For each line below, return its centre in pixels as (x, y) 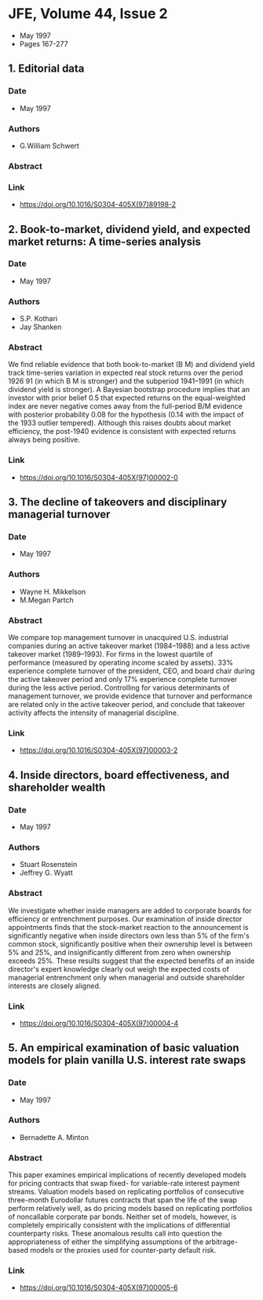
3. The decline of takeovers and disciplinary (118, 502)
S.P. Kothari (38, 319)
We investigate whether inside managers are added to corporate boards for (130, 910)
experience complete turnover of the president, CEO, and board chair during (131, 671)
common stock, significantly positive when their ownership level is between (130, 944)
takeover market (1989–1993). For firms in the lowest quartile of (111, 654)
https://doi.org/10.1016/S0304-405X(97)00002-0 (99, 477)
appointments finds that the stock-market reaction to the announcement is (128, 927)
